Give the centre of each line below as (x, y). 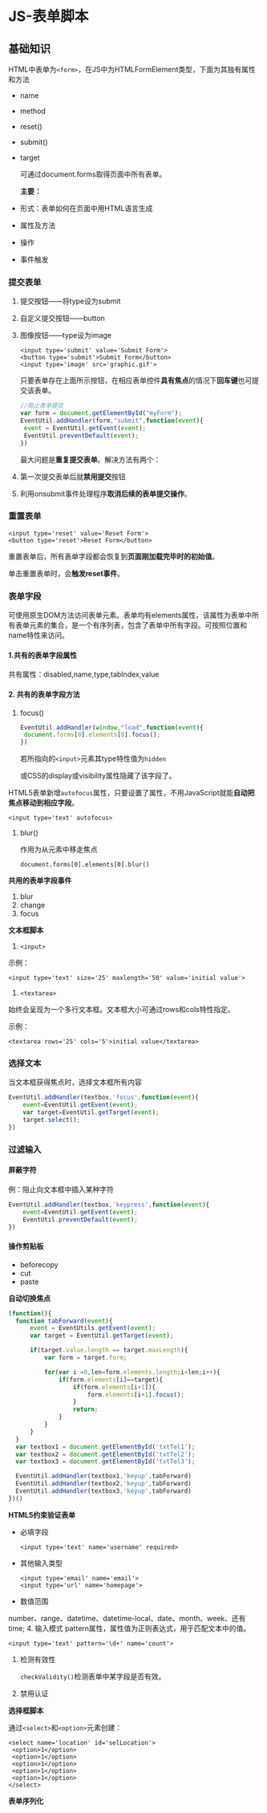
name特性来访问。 (39, 636)
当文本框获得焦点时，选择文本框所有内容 (75, 1082)
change (32, 905)
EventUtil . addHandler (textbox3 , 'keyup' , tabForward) (104, 1491)
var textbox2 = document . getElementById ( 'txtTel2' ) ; (105, 1454)
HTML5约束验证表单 (42, 1514)
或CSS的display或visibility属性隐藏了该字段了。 (98, 776)
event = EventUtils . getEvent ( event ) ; (93, 1328)
